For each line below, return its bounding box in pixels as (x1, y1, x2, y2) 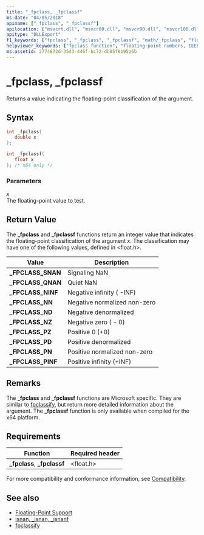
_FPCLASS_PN (9, 348, 53, 356)
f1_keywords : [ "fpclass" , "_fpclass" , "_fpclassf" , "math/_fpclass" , (6, 37, 186, 43)
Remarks (6, 378, 41, 388)
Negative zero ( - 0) (67, 318, 126, 326)
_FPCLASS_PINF (9, 357, 58, 366)
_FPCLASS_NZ (9, 318, 53, 326)
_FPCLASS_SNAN (9, 268, 61, 277)
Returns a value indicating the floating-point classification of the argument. (6, 95, 194, 102)
